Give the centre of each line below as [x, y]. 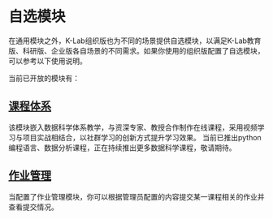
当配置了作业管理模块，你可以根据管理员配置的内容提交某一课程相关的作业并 [136, 196]
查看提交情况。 [33, 207]
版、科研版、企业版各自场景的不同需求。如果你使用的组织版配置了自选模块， [136, 50]
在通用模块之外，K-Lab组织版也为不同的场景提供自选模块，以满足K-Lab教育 [135, 41]
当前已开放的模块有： [44, 78]
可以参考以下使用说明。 [48, 61]
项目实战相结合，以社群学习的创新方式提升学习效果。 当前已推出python [142, 137]
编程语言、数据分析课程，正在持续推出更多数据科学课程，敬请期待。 [122, 148]
